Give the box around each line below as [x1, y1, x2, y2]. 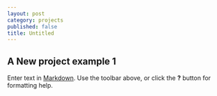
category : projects [7, 17, 64, 24]
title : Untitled [7, 29, 54, 37]
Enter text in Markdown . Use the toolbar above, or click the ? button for [7, 74, 211, 82]
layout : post [7, 10, 45, 17]
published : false [7, 23, 58, 30]
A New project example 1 [7, 55, 117, 67]
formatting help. [7, 81, 54, 90]
